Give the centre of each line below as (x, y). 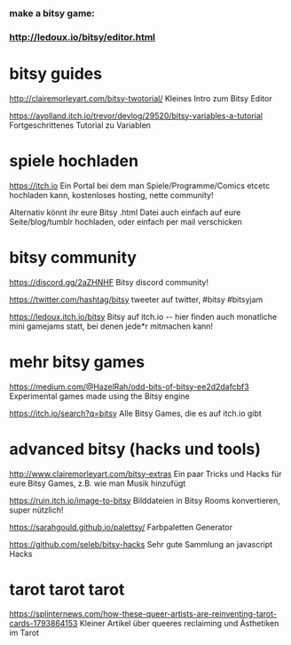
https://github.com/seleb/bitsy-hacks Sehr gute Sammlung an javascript (141, 544)
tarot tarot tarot (67, 589)
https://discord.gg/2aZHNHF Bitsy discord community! (109, 282)
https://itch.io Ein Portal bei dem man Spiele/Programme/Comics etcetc (140, 186)
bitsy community (73, 257)
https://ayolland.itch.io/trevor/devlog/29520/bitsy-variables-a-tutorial (136, 115)
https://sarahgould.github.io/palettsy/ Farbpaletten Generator (121, 527)
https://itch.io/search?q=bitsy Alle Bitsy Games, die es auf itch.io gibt (135, 413)
